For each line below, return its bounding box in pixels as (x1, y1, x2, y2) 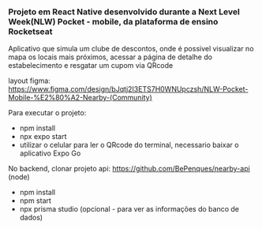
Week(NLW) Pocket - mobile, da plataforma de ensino (8, 16, 219, 27)
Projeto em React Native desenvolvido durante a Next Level (8, 6, 241, 17)
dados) (19, 212, 43, 223)
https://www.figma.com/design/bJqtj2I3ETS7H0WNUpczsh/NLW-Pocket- (8, 84, 249, 94)
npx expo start (19, 132, 67, 141)
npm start (19, 196, 51, 205)
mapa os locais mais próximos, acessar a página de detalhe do (8, 52, 213, 62)
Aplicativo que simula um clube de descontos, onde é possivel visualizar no (8, 44, 254, 54)
